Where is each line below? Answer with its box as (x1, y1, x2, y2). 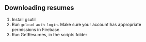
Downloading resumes (4, 4, 74, 12)
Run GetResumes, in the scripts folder (11, 31, 88, 37)
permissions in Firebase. (11, 26, 61, 32)
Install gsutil (11, 16, 36, 22)
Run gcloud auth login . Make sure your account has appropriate (11, 21, 142, 27)
